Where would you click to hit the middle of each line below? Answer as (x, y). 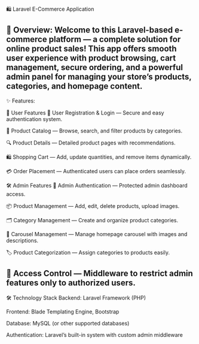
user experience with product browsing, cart (91, 58)
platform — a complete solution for (115, 39)
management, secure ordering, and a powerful (95, 67)
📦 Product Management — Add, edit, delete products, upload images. (93, 206)
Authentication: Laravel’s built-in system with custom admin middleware (95, 334)
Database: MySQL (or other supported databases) (68, 323)
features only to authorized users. (71, 283)
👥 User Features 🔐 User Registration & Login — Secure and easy (85, 113)
